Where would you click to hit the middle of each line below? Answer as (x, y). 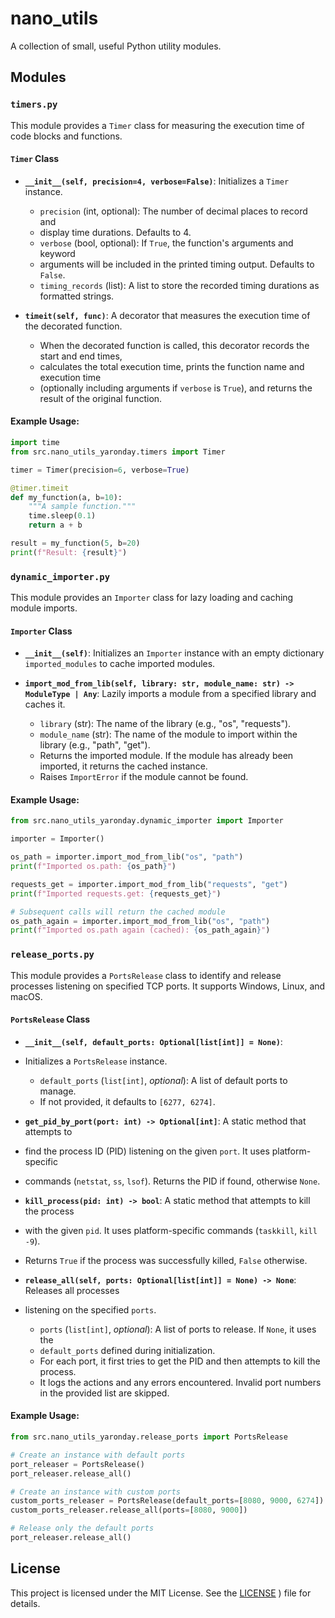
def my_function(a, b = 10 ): (66, 497)
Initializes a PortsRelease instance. (96, 1061)
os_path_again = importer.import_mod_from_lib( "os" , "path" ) (140, 921)
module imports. (44, 608)
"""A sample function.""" (82, 507)
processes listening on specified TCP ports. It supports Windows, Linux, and (168, 986)
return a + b (55, 525)
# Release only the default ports (82, 1528)
